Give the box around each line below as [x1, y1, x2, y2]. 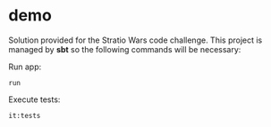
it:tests [8, 111, 41, 120]
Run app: [8, 61, 42, 72]
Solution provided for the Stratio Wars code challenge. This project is [8, 35, 263, 45]
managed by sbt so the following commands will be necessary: [8, 44, 241, 54]
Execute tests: [8, 94, 61, 105]
